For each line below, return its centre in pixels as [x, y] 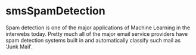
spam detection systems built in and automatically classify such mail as [93, 40]
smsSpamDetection [55, 11]
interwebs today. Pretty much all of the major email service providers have [97, 33]
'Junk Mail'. [19, 47]
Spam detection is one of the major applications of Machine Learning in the [98, 27]
